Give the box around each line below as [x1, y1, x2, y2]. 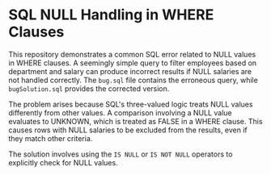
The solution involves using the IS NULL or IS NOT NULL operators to [8, 149, 233, 159]
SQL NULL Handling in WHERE [8, 6, 214, 24]
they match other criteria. [8, 133, 93, 143]
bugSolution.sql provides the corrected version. [8, 83, 170, 94]
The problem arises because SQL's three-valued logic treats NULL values [8, 99, 253, 109]
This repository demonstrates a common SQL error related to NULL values [8, 49, 256, 59]
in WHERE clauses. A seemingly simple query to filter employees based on [8, 58, 257, 68]
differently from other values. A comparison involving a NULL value [8, 107, 232, 118]
